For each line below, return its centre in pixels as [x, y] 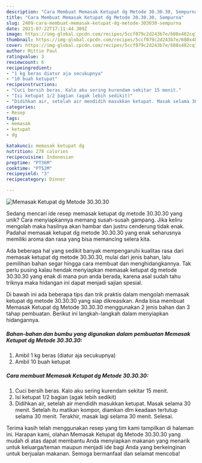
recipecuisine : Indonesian [40, 157]
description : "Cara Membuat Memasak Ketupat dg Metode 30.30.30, [90, 12]
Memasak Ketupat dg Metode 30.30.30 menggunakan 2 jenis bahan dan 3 [98, 307]
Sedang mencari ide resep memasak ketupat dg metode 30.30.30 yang [94, 213]
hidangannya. [23, 320]
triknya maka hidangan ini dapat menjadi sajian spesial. [75, 283]
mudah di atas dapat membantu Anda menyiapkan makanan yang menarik [98, 441]
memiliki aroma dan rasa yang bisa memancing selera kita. [79, 239]
